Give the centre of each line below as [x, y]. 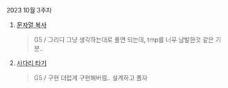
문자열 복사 [32, 25]
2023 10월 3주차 [29, 10]
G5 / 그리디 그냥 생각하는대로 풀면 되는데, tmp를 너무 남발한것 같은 [124, 39]
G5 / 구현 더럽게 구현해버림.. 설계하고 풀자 [91, 78]
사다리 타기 [32, 63]
